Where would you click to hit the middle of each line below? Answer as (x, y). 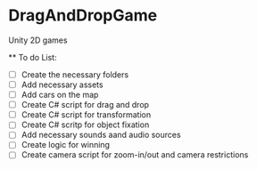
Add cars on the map (60, 95)
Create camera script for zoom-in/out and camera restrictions (135, 155)
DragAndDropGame (83, 16)
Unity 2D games (38, 40)
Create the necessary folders (75, 74)
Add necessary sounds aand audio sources (101, 135)
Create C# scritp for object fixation (85, 125)
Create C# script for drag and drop (85, 105)
